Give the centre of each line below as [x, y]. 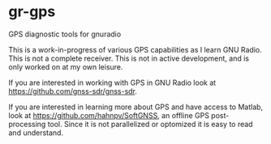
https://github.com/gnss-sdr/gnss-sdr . [73, 91]
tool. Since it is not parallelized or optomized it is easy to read [150, 124]
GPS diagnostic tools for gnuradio [65, 34]
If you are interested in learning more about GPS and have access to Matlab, [136, 107]
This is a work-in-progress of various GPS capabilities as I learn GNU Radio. [135, 49]
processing [27, 124]
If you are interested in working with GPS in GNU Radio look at [112, 83]
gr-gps [32, 12]
